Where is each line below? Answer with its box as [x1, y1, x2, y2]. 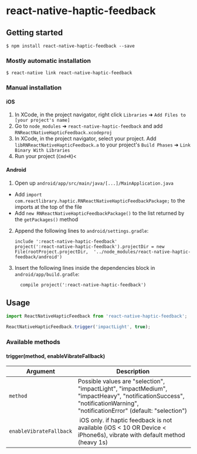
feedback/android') [14, 254, 63, 260]
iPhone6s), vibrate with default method [77, 431, 186, 439]
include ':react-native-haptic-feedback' [14, 238, 117, 245]
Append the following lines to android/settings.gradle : [14, 227, 149, 234]
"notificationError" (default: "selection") [77, 407, 188, 415]
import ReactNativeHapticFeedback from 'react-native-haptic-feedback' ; [6, 313, 188, 319]
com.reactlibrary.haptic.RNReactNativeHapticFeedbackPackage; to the [14, 197, 185, 204]
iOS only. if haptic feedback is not [79, 416, 172, 425]
